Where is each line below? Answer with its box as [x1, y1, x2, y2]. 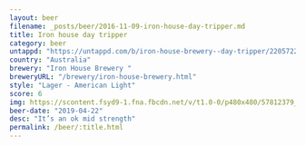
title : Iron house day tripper [9, 30, 128, 39]
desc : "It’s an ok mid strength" [9, 114, 136, 123]
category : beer [9, 38, 67, 48]
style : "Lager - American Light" [9, 81, 136, 90]
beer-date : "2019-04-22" [9, 106, 103, 115]
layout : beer [9, 13, 59, 23]
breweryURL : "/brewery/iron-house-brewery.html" [9, 73, 197, 82]
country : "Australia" [9, 55, 92, 64]
